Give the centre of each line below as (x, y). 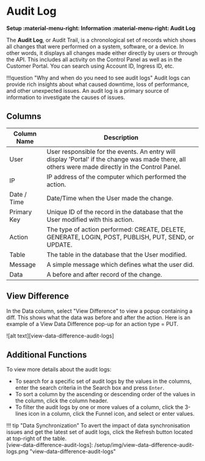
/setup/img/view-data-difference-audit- (144, 445)
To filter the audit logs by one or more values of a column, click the (99, 407)
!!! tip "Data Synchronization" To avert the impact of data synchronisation (98, 426)
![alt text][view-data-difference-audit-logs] (60, 336)
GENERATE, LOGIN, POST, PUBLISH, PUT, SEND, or (120, 237)
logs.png (17, 452)
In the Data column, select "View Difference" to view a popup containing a (99, 311)
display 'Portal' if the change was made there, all (116, 159)
